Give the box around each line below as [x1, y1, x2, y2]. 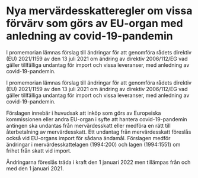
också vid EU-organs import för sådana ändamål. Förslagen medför [6, 134, 171, 141]
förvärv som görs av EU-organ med [6, 17, 183, 30]
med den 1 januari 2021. [6, 164, 64, 172]
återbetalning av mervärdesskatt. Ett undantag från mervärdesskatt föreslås [6, 128, 191, 135]
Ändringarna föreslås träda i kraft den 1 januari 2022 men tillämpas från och [6, 158, 191, 166]
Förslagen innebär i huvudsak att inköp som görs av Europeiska [6, 109, 161, 116]
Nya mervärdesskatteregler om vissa [6, 4, 193, 18]
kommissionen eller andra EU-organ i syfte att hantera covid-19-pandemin [6, 115, 188, 122]
